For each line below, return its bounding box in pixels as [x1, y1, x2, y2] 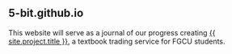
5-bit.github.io [8, 6, 84, 20]
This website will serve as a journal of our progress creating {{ [8, 27, 216, 37]
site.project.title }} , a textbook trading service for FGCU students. [8, 36, 226, 46]
